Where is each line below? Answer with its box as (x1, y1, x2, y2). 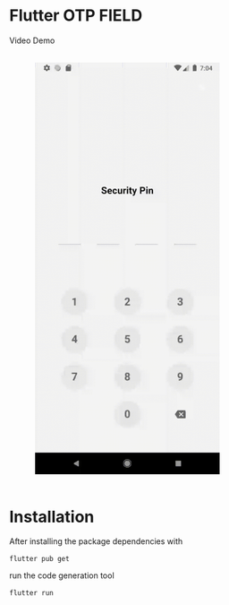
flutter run (9, 589, 54, 598)
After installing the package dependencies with (9, 536, 183, 547)
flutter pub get (9, 555, 70, 564)
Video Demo (9, 35, 55, 46)
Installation (9, 506, 95, 527)
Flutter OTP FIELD (9, 5, 143, 26)
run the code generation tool (9, 570, 114, 581)
